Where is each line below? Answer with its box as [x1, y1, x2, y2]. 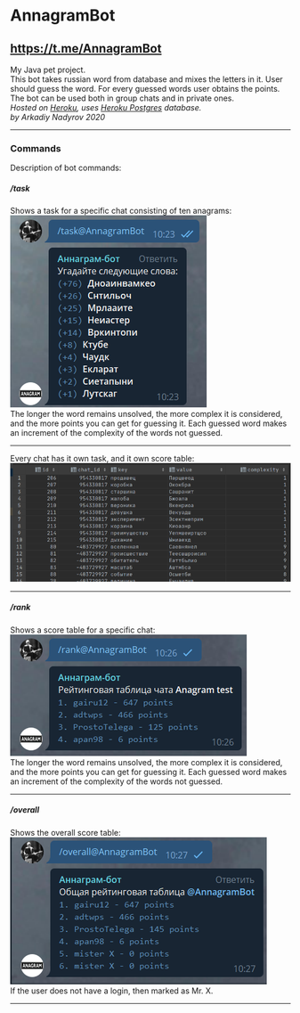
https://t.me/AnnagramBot [10, 41, 162, 56]
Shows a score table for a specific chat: [10, 625, 156, 635]
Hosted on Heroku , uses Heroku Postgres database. [10, 102, 202, 112]
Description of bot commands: [10, 162, 122, 174]
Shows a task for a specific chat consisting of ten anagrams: [10, 206, 232, 216]
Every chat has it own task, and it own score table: [10, 453, 195, 464]
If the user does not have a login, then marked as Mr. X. [10, 985, 214, 996]
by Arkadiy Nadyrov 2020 [10, 112, 106, 122]
